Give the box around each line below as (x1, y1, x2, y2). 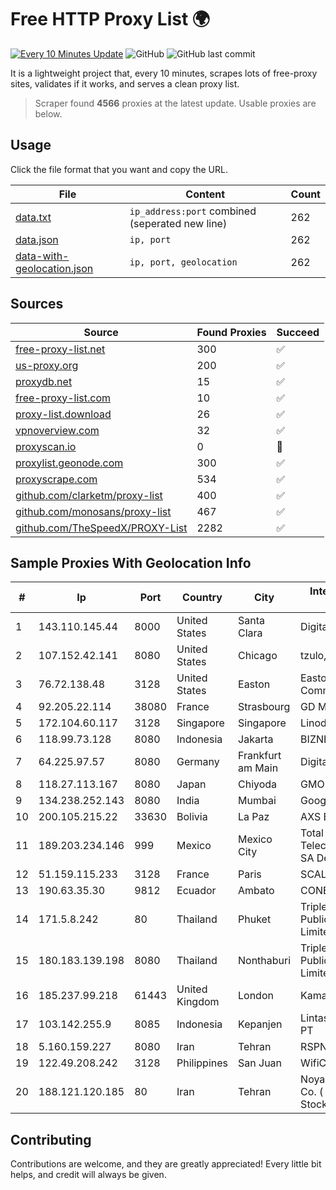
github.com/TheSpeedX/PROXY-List (15, 521, 188, 535)
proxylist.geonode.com (15, 456, 124, 470)
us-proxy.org (15, 358, 79, 372)
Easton (238, 677, 271, 691)
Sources (10, 296, 64, 313)
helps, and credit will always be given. (10, 1169, 167, 1181)
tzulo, (300, 649, 327, 663)
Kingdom (176, 995, 220, 1009)
